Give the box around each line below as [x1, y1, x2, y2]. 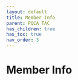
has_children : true [6, 25, 56, 32]
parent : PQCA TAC [6, 20, 50, 26]
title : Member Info [6, 15, 56, 21]
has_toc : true [6, 32, 42, 38]
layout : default [6, 8, 47, 15]
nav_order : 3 [6, 37, 39, 43]
